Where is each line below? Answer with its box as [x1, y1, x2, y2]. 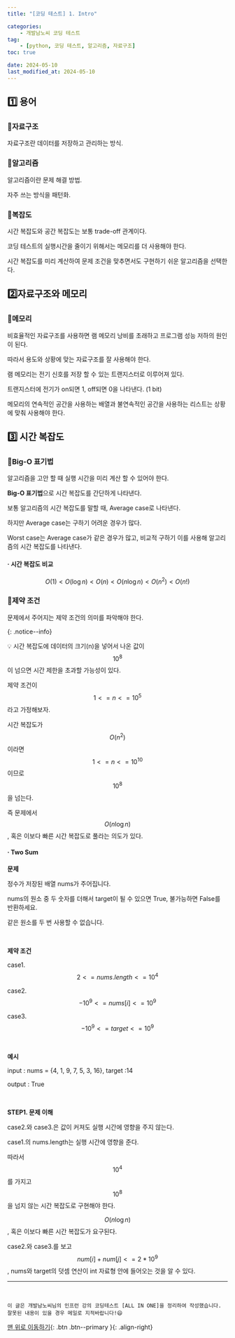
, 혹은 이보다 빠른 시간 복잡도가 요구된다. [7, 1227, 117, 1236]
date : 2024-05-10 [7, 62, 58, 69]
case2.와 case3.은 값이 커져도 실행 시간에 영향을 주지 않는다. [7, 1123, 175, 1132]
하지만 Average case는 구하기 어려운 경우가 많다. [7, 519, 142, 527]
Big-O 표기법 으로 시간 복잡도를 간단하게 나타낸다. [7, 489, 142, 497]
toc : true [7, 49, 36, 56]
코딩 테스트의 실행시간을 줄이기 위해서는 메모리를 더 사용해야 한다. [7, 242, 187, 250]
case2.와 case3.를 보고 [7, 1243, 72, 1251]
